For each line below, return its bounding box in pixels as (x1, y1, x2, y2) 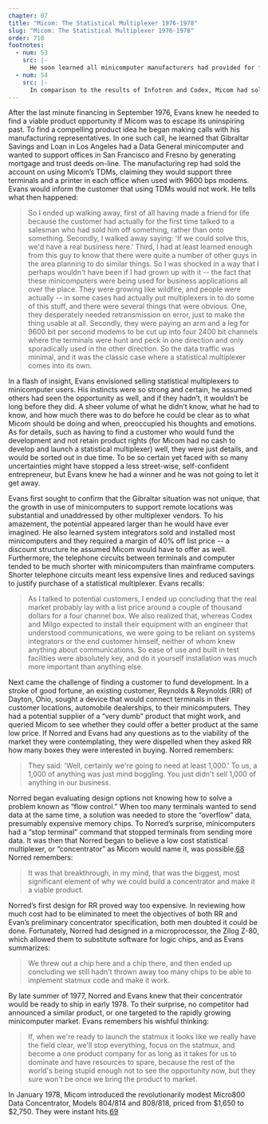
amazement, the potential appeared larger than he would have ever (8, 519, 229, 529)
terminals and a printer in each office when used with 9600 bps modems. (8, 176, 250, 185)
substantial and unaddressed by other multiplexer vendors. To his (8, 510, 223, 520)
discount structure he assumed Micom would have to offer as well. (8, 545, 227, 554)
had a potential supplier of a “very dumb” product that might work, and (8, 712, 241, 721)
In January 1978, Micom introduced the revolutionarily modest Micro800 (8, 1090, 246, 1099)
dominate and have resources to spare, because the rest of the (27, 1058, 235, 1067)
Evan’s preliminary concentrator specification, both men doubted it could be (8, 918, 258, 927)
